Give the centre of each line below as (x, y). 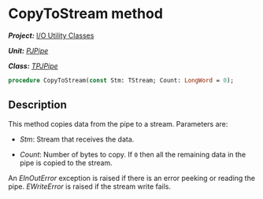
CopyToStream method (86, 14)
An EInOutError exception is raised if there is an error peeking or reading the (132, 178)
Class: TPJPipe (33, 66)
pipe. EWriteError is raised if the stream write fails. (90, 186)
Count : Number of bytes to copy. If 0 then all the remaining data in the (133, 154)
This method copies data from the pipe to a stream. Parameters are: (118, 123)
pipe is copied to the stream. (66, 163)
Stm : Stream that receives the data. (77, 139)
